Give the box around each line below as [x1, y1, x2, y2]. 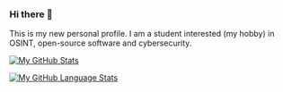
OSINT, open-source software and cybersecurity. [9, 38, 192, 48]
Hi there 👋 [9, 8, 54, 21]
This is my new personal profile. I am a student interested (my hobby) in [9, 29, 275, 39]
